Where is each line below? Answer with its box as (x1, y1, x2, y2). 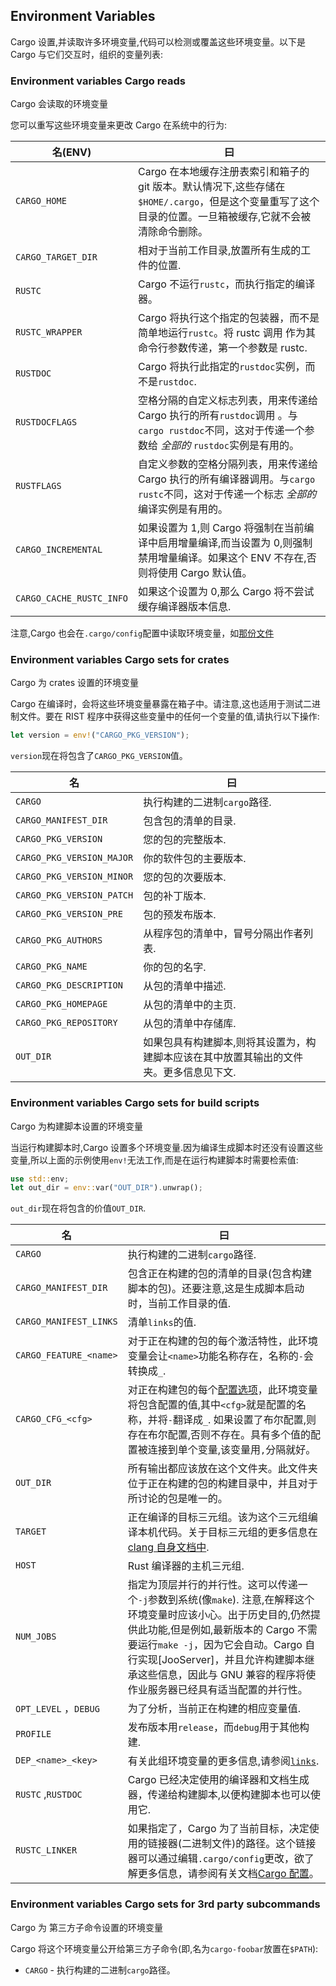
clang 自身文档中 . (127, 1540, 210, 1554)
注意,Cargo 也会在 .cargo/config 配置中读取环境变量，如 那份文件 (10, 627, 275, 639)
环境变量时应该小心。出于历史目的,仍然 (127, 1608, 311, 1622)
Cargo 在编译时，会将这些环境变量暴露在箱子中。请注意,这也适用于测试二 (10, 698, 313, 710)
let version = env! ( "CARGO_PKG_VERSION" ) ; (10, 730, 190, 741)
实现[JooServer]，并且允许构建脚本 (137, 1653, 305, 1667)
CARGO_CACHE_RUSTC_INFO (15, 593, 129, 604)
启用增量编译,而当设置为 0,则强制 (158, 536, 313, 550)
